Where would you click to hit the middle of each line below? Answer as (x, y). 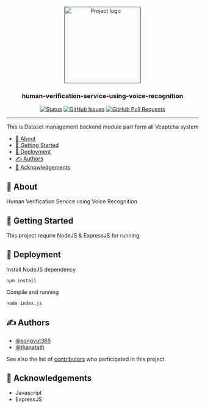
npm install (21, 280)
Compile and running (33, 292)
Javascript (28, 393)
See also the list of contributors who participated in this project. (86, 359)
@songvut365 (33, 340)
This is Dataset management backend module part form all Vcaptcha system (103, 127)
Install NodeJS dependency (41, 269)
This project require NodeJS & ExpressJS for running (73, 235)
